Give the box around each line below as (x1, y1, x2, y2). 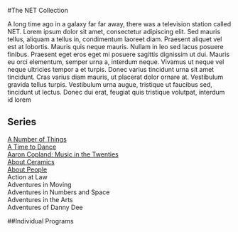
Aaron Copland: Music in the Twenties (7, 149, 119, 159)
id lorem (7, 95, 32, 104)
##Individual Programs (7, 216, 74, 225)
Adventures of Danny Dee (7, 203, 83, 211)
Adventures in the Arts (7, 195, 73, 204)
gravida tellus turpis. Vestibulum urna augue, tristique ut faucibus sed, (7, 80, 213, 88)
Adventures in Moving (7, 180, 72, 189)
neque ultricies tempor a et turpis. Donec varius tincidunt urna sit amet (7, 65, 215, 73)
